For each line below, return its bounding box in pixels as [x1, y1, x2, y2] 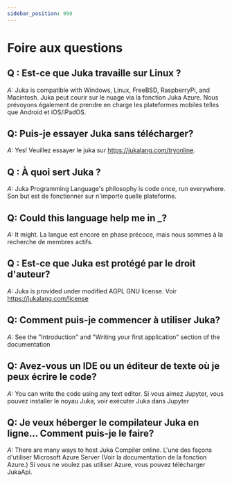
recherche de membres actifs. [7, 238, 93, 246]
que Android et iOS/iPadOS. [7, 108, 87, 116]
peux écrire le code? [7, 371, 97, 383]
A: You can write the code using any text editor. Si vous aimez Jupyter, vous [7, 389, 224, 398]
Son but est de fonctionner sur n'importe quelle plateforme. [7, 192, 177, 201]
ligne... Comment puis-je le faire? [7, 427, 154, 439]
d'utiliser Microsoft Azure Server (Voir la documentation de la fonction [7, 453, 207, 462]
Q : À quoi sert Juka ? [7, 166, 102, 178]
